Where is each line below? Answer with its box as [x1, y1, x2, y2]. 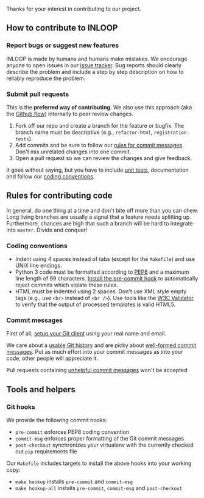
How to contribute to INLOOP [6, 23, 118, 33]
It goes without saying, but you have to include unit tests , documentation [6, 166, 189, 174]
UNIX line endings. [15, 262, 62, 269]
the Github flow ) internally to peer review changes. [6, 110, 134, 117]
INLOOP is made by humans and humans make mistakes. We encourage [6, 55, 188, 62]
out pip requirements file [15, 448, 77, 455]
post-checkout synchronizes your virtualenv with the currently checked [15, 441, 194, 449]
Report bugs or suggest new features [6, 41, 119, 49]
